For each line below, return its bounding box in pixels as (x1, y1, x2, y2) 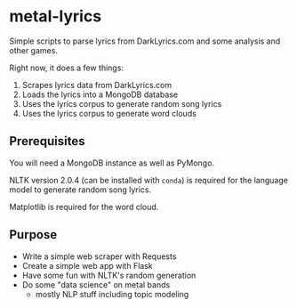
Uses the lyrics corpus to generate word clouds (21, 108, 197, 118)
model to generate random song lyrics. (9, 184, 152, 195)
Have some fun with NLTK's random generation (21, 270, 197, 280)
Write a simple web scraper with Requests (21, 251, 177, 262)
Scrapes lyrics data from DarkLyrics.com (21, 79, 172, 90)
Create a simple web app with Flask (21, 260, 153, 271)
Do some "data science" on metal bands (21, 279, 171, 290)
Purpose (9, 227, 58, 242)
